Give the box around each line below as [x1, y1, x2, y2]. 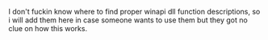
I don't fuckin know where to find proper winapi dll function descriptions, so [8, 7, 261, 16]
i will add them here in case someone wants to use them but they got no [8, 15, 248, 25]
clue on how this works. [8, 24, 87, 33]
